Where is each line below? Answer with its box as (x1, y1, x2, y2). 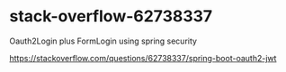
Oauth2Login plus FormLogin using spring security (9, 36, 198, 46)
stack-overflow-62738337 (9, 6, 213, 27)
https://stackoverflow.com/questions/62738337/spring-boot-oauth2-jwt (9, 52, 277, 63)
